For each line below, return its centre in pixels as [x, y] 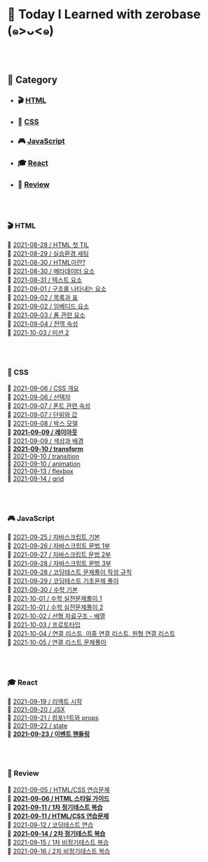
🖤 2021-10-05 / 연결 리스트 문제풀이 [57, 642]
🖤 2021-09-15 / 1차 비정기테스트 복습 [58, 842]
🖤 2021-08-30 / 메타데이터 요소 [51, 271]
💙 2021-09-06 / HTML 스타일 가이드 [58, 798]
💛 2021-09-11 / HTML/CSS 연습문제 [58, 816]
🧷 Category [33, 80]
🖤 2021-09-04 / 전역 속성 [43, 324]
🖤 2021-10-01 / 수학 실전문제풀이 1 [55, 599]
